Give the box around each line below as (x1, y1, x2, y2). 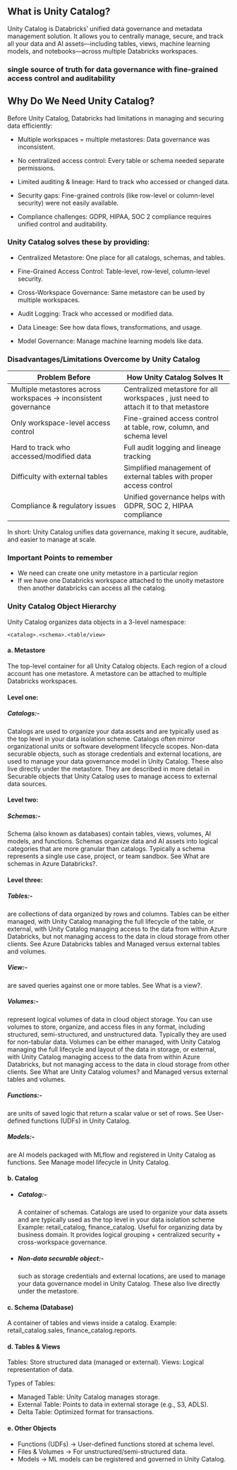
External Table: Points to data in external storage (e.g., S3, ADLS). (17, 1400, 209, 1409)
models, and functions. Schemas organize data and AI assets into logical (7, 837, 219, 845)
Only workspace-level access (11, 418, 111, 428)
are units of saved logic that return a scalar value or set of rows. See (7, 1109, 206, 1117)
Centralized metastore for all (123, 385, 218, 394)
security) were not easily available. (17, 198, 119, 207)
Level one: (7, 693, 39, 701)
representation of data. (7, 1366, 74, 1374)
